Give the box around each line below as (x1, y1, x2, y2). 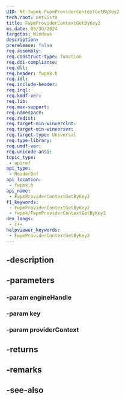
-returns (6, 344, 38, 354)
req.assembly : (6, 48, 42, 54)
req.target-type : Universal (6, 132, 77, 138)
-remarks (6, 365, 42, 375)
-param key (6, 309, 41, 318)
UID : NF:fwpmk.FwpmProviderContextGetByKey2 (6, 8, 120, 15)
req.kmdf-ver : (6, 93, 42, 99)
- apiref (8, 160, 31, 166)
